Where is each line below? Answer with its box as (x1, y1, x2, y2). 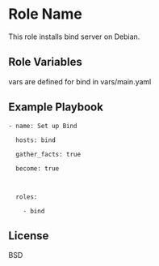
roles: (15, 192, 38, 201)
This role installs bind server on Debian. (8, 32, 140, 41)
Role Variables (8, 55, 82, 69)
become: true (15, 164, 60, 173)
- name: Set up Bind (8, 122, 78, 130)
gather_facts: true (15, 150, 82, 158)
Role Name (8, 5, 82, 24)
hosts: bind (15, 135, 56, 144)
